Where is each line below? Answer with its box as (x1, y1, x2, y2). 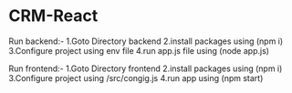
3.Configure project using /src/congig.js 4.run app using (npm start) (8, 72, 264, 83)
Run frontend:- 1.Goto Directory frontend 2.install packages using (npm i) (8, 63, 283, 74)
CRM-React (8, 5, 99, 26)
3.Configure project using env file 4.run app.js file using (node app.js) (8, 45, 270, 56)
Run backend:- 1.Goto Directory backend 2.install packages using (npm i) (8, 36, 284, 46)
